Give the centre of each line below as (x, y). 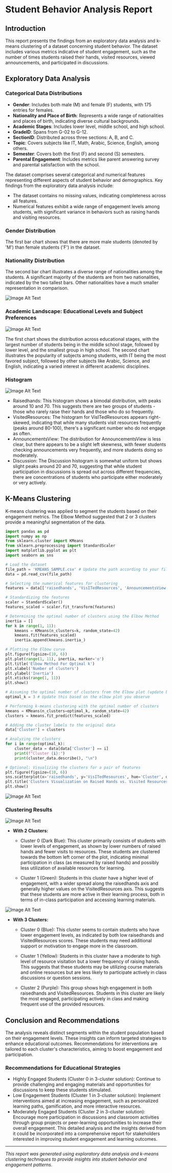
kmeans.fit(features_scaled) (46, 636)
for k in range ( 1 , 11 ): (31, 626)
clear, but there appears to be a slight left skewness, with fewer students (89, 444)
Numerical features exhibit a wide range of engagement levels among (86, 206)
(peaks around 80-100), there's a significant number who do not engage (89, 428)
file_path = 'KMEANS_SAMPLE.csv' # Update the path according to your (82, 569)
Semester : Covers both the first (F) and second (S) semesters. (79, 154)
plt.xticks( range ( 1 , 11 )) (33, 678)
